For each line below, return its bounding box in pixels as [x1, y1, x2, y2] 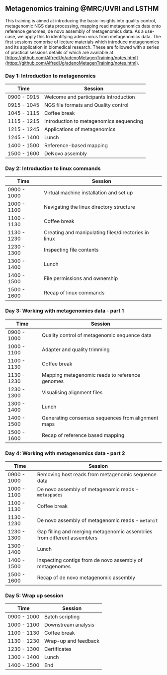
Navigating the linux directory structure [44, 204, 135, 211]
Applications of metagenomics [44, 126, 116, 133]
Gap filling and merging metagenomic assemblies [37, 528, 153, 535]
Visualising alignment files [41, 389, 103, 396]
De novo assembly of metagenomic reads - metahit [37, 517, 158, 524]
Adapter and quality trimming [41, 346, 110, 353]
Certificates [44, 646, 72, 653]
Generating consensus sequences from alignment [41, 414, 159, 421]
